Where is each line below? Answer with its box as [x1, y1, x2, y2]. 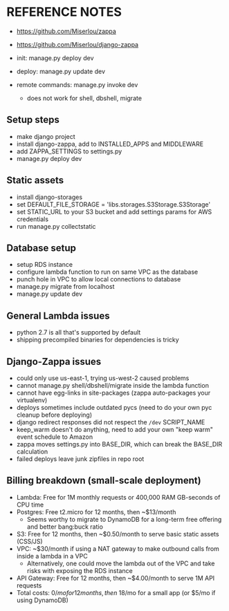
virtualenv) [16, 396, 48, 404]
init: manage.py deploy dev [16, 53, 94, 62]
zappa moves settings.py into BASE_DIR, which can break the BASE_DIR [16, 440, 223, 448]
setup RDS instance [16, 261, 73, 269]
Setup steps [6, 114, 59, 126]
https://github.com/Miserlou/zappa [16, 27, 117, 35]
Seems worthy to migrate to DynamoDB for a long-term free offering [26, 515, 222, 523]
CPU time [16, 500, 44, 509]
